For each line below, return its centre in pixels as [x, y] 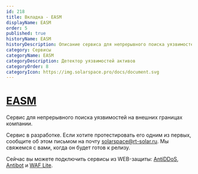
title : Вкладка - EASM [34, 17]
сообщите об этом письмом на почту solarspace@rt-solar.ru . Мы [88, 142]
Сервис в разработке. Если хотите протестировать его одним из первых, [99, 135]
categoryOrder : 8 [27, 66]
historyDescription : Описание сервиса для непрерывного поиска [85, 45]
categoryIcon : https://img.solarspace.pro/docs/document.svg [83, 72]
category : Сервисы [29, 50]
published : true [26, 34]
